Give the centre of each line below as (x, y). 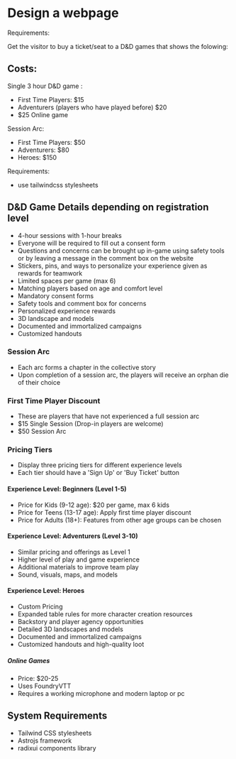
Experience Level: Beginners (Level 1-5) (67, 489)
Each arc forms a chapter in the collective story (86, 367)
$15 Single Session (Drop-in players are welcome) (91, 424)
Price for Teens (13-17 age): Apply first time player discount (104, 512)
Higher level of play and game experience (79, 559)
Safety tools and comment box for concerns (82, 303)
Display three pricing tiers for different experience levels (100, 465)
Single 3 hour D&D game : (45, 86)
